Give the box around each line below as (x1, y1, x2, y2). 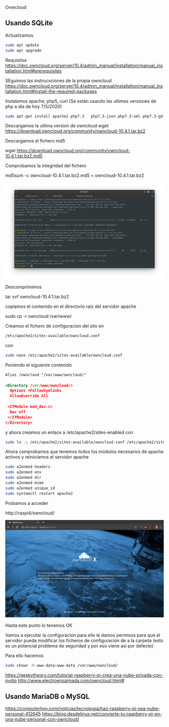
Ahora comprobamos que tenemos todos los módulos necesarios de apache (5, 448, 164, 455)
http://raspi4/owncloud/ (5, 510, 55, 516)
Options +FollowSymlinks (10, 388, 62, 393)
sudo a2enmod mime (5, 481, 44, 486)
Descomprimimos (5, 284, 42, 290)
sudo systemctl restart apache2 (5, 491, 73, 496)
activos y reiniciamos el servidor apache (5, 454, 89, 460)
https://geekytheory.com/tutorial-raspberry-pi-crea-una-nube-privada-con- (5, 672, 163, 678)
